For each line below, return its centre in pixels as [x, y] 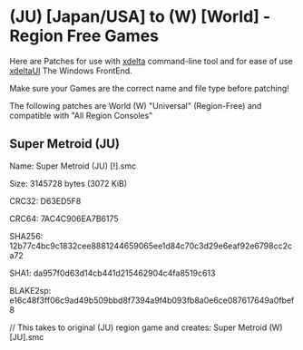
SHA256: [26, 236]
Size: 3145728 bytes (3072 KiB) [68, 183]
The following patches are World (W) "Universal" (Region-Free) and [136, 105]
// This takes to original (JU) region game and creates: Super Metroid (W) [146, 327]
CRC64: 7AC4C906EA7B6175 [64, 219]
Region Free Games [84, 36]
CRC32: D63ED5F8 [45, 200]
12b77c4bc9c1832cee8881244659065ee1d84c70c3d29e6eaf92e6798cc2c [151, 246]
